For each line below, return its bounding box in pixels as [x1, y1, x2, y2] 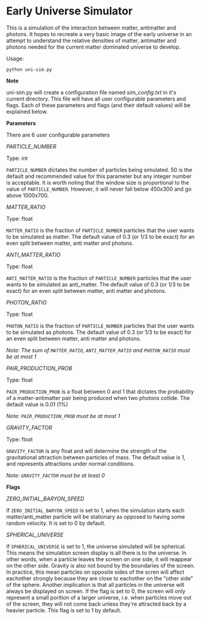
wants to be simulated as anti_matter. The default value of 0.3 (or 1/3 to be [6, 281, 190, 288]
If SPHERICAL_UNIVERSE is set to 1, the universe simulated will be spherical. [6, 542, 186, 550]
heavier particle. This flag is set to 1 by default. [6, 606, 122, 614]
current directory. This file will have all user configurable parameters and [6, 95, 186, 102]
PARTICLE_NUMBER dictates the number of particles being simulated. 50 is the [6, 166, 193, 173]
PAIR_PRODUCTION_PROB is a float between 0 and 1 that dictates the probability [6, 388, 194, 395]
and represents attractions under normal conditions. [6, 460, 135, 467]
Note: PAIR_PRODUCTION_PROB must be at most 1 [6, 412, 121, 419]
